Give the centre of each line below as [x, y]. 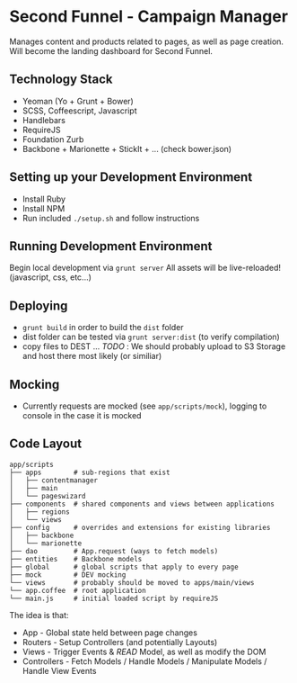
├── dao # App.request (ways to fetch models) [114, 551]
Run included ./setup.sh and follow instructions [111, 218]
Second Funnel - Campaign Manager [149, 17]
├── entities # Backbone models [76, 559]
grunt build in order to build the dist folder [103, 328]
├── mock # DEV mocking [68, 575]
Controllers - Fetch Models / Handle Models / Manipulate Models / [144, 661]
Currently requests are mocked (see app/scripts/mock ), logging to [144, 406]
